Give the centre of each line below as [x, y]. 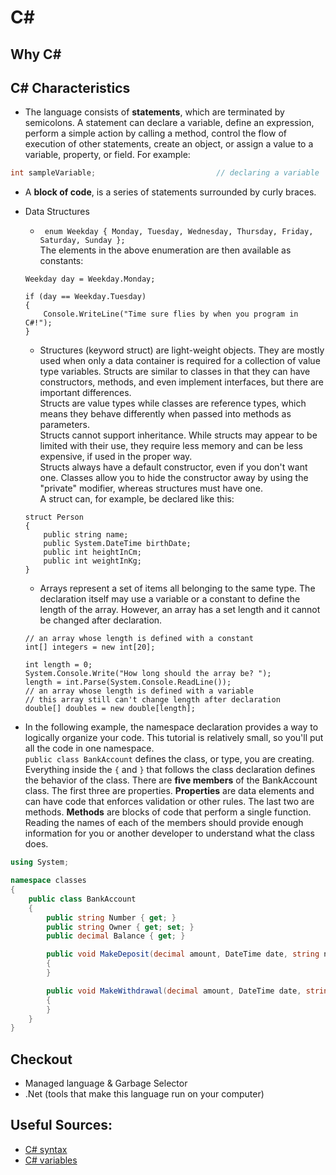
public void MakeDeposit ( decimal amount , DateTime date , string [183, 954]
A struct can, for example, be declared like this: [137, 499]
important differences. [85, 393]
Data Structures [57, 212]
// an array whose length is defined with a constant [139, 639]
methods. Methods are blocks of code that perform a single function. [168, 812]
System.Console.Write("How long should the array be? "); [148, 674]
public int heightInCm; [92, 552]
